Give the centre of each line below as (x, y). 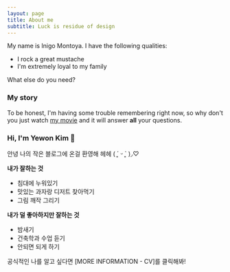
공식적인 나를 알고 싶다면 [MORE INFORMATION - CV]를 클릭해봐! (97, 261)
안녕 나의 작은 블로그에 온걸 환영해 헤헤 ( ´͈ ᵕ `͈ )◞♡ (73, 154)
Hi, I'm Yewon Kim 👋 (41, 138)
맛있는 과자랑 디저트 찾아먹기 (56, 191)
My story (22, 98)
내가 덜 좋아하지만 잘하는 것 (43, 215)
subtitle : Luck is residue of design (61, 26)
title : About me (30, 20)
